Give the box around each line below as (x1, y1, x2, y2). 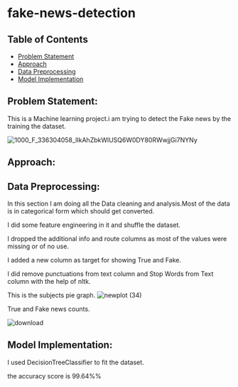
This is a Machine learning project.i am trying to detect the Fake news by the (7, 114, 232, 122)
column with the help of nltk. (7, 277, 91, 286)
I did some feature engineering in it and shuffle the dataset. (7, 221, 181, 229)
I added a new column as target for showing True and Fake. (7, 256, 181, 265)
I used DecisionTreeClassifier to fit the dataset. (7, 358, 144, 366)
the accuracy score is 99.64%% (7, 371, 102, 380)
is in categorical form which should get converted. (7, 207, 155, 216)
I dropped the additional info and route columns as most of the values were (7, 235, 227, 243)
